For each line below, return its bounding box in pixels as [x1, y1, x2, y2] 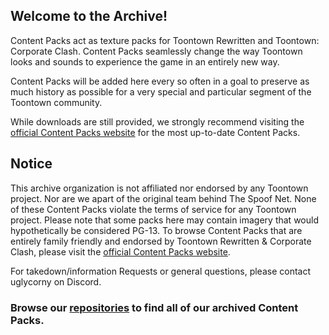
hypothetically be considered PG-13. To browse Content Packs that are [10, 224, 303, 236]
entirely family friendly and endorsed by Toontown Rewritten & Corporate [10, 235, 312, 247]
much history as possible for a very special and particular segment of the [10, 85, 312, 98]
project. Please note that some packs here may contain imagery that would [10, 214, 319, 226]
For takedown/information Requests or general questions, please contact [10, 265, 312, 277]
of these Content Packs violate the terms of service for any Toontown [10, 203, 297, 215]
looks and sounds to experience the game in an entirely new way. [10, 55, 280, 68]
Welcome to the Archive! [10, 8, 168, 25]
